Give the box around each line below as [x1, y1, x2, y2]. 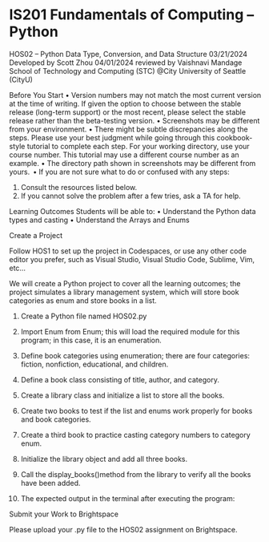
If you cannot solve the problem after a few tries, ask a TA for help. [20, 191, 241, 200]
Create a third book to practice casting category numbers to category [20, 430, 251, 439]
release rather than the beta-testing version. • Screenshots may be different [9, 115, 260, 125]
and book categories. [20, 415, 91, 424]
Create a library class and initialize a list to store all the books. [20, 390, 225, 400]
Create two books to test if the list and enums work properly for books [20, 406, 253, 415]
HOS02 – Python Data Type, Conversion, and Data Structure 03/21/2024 [9, 49, 247, 59]
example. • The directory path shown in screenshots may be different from [9, 158, 256, 168]
